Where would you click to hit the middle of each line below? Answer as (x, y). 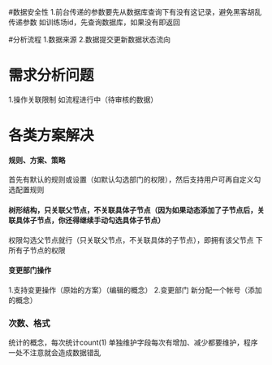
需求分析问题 (52, 75)
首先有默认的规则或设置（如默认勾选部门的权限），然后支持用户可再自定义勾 (135, 180)
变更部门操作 (30, 270)
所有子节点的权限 (37, 250)
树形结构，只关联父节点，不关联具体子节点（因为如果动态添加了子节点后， (133, 209)
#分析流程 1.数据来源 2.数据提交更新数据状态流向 (90, 40)
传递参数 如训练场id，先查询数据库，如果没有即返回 (94, 22)
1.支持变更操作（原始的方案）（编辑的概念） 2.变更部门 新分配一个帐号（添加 (135, 290)
